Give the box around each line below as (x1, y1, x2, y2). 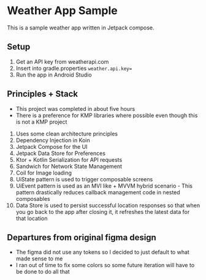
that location (15, 214, 48, 222)
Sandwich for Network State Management (15, 162, 122, 170)
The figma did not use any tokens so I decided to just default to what (15, 249, 189, 256)
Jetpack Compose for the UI (15, 143, 88, 150)
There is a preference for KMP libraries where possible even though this (15, 112, 198, 119)
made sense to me (15, 255, 63, 262)
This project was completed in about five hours (15, 105, 135, 112)
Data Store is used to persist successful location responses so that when (15, 202, 200, 209)
